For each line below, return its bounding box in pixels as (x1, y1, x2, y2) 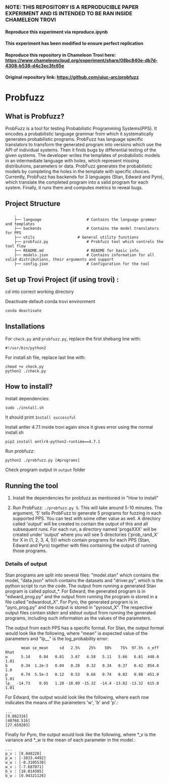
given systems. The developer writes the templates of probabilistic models (5, 152, 160, 158)
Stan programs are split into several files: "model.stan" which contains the (5, 572, 159, 578)
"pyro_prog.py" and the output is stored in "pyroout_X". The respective (5, 604, 152, 610)
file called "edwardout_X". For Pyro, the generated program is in (5, 599, 138, 605)
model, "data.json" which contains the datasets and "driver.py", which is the (5, 577, 163, 583)
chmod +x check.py (5, 364, 44, 369)
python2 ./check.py (5, 368, 46, 374)
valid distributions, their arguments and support (5, 257, 114, 262)
